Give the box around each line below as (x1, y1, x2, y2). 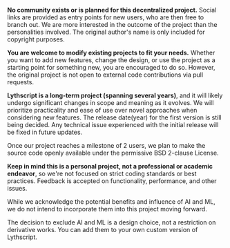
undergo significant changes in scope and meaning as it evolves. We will (7, 99, 214, 106)
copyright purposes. (7, 35, 66, 44)
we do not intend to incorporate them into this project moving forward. (7, 205, 207, 213)
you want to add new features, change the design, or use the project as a (7, 56, 215, 64)
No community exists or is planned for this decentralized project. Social (7, 6, 217, 14)
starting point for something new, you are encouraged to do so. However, (7, 64, 215, 71)
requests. (7, 78, 35, 86)
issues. (7, 184, 28, 192)
